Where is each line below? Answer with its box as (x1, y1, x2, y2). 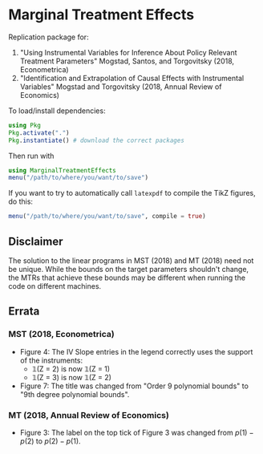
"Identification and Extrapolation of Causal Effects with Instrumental (19, 73, 245, 83)
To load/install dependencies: (8, 106, 106, 116)
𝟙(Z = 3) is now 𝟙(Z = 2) (31, 372, 112, 382)
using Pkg (8, 121, 42, 129)
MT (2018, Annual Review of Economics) (8, 409, 170, 420)
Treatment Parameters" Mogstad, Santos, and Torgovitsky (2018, (19, 56, 235, 66)
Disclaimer (8, 234, 63, 248)
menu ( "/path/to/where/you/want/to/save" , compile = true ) (8, 213, 206, 221)
